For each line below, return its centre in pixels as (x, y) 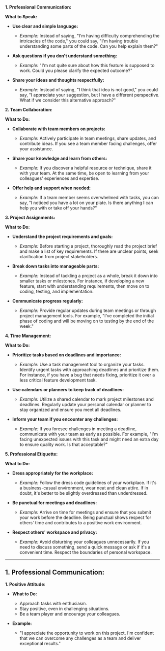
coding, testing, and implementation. (56, 291)
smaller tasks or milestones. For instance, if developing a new (82, 281)
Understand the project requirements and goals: (62, 237)
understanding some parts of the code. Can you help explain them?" (89, 46)
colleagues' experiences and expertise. (59, 178)
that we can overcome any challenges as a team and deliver (80, 638)
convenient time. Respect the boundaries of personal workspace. (86, 552)
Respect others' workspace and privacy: (55, 532)
